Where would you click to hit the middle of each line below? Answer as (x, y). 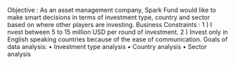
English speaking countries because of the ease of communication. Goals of (117, 39)
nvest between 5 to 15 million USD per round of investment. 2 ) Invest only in (117, 32)
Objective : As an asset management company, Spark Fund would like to (112, 10)
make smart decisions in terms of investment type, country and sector (109, 17)
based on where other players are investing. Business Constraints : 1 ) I (110, 25)
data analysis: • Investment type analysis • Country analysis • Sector (107, 47)
